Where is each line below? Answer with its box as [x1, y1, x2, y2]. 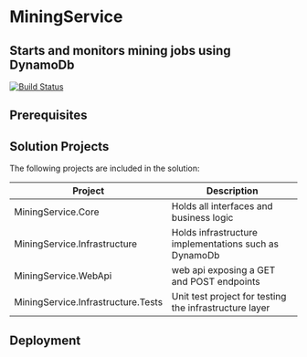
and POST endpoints [171, 276, 260, 289]
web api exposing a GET [171, 264, 276, 277]
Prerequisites [9, 108, 88, 123]
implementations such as [171, 237, 279, 250]
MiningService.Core [14, 205, 100, 218]
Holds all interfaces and [171, 200, 273, 213]
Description [206, 184, 259, 197]
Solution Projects [9, 139, 110, 154]
